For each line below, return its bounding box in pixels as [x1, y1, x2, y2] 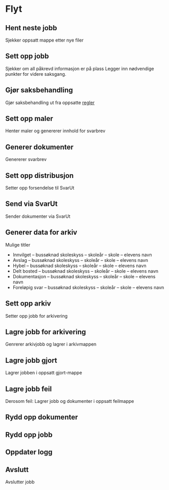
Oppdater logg [5, 448, 53, 457]
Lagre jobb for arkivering [5, 328, 86, 336]
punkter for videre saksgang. [5, 71, 67, 77]
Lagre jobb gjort [5, 356, 57, 364]
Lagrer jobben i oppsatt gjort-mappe [5, 370, 82, 376]
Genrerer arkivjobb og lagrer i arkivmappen [5, 341, 97, 348]
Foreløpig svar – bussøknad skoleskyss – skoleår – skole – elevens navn [12, 284, 164, 290]
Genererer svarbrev [5, 156, 47, 162]
